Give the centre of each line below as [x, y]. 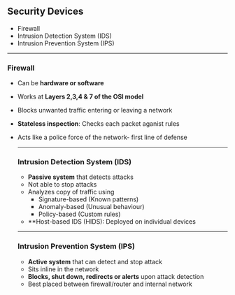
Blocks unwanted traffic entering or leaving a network [95, 110]
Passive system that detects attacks [81, 177]
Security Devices [45, 12]
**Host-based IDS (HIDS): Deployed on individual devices [112, 222]
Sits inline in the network [63, 269]
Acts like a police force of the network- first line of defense [102, 137]
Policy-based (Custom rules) [79, 214]
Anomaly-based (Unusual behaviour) [91, 207]
